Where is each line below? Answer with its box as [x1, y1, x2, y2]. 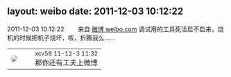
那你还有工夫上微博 [35, 58, 99, 67]
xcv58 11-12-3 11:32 [35, 49, 99, 58]
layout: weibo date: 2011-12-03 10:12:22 [7, 6, 184, 17]
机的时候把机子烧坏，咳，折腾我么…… [7, 33, 116, 42]
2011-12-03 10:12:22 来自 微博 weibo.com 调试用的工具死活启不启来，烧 [7, 24, 224, 33]
